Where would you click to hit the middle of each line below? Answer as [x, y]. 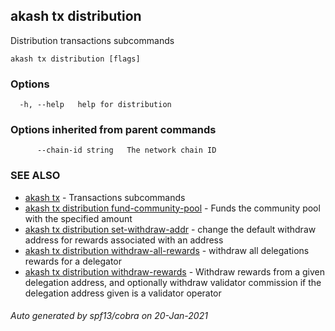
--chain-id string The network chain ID [126, 150]
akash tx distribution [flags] [75, 59]
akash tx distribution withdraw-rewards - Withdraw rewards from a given [174, 271]
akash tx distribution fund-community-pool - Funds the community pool [172, 208]
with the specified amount [78, 218]
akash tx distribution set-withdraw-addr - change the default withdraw [170, 229]
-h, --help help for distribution [95, 105]
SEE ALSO [35, 176]
